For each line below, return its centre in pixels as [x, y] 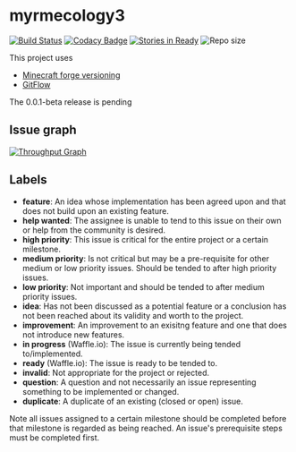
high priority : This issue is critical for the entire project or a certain [145, 239]
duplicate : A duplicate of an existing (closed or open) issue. [133, 401]
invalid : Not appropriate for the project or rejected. [116, 372]
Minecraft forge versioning [71, 75]
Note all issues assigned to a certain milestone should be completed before [148, 418]
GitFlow [36, 84]
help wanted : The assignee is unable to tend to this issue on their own [152, 220]
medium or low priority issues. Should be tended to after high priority [149, 268]
